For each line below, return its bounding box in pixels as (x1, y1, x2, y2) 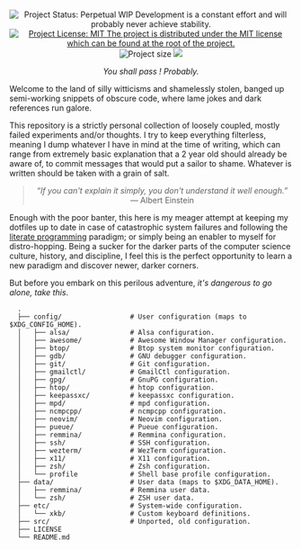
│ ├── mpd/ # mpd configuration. (17, 399, 211, 408)
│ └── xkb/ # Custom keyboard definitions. (17, 509, 252, 518)
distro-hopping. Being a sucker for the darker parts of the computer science (9, 241, 291, 251)
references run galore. (9, 103, 93, 113)
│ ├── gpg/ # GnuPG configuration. (17, 375, 219, 384)
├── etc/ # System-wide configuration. (17, 501, 243, 510)
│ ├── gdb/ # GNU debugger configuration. (17, 352, 247, 361)
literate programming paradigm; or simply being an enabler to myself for (9, 231, 277, 242)
